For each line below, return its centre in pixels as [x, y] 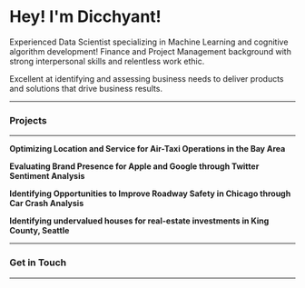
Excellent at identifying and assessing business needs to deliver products [147, 78]
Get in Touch [38, 263]
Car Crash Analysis [47, 204]
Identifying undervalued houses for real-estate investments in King [139, 221]
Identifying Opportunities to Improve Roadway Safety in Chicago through [150, 194]
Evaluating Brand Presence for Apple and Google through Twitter [134, 166]
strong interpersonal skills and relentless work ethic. [107, 61]
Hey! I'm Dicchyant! [85, 17]
